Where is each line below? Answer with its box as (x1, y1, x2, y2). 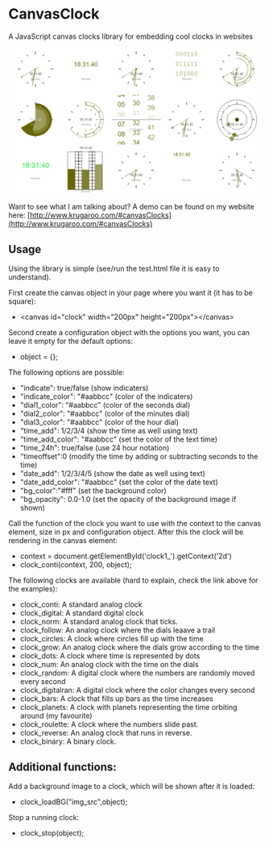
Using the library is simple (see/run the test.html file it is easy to (8, 263, 220, 274)
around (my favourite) (19, 711, 93, 721)
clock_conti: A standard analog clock (19, 599, 143, 609)
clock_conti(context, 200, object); (19, 560, 132, 570)
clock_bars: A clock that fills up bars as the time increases (19, 694, 213, 703)
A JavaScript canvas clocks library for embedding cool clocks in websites (8, 31, 254, 41)
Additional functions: (8, 760, 117, 773)
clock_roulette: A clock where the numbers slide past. (19, 720, 199, 729)
